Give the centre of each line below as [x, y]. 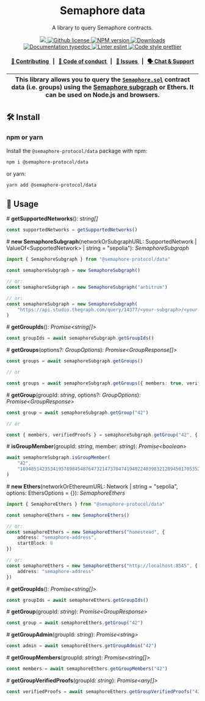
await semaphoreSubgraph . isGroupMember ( [59, 458]
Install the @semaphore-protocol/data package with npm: [77, 151]
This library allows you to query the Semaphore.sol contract [103, 80]
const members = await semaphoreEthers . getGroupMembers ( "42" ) [87, 669]
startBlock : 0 [35, 543]
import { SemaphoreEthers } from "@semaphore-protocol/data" [86, 504]
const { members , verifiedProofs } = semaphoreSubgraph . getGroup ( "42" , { [102, 435]
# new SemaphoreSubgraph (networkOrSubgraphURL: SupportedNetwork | [102, 242]
